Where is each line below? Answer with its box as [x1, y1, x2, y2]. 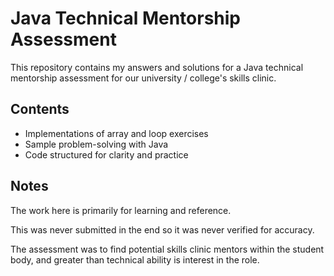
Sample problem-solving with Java [24, 138, 169, 150]
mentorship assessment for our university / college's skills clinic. [10, 72, 277, 84]
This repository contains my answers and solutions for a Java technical [10, 61, 304, 73]
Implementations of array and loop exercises [24, 127, 209, 139]
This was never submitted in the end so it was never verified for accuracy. [10, 223, 315, 236]
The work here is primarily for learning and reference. [10, 204, 232, 216]
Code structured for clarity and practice [24, 148, 189, 161]
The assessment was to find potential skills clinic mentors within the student [10, 243, 325, 255]
